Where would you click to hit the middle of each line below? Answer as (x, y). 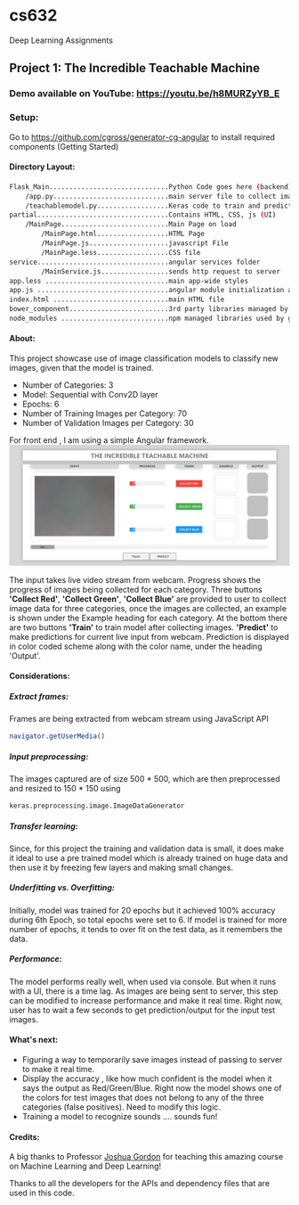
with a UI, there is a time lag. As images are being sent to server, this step (144, 991)
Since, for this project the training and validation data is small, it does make (147, 848)
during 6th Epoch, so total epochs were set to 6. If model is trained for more (148, 920)
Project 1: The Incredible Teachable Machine (135, 68)
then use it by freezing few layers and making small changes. (121, 867)
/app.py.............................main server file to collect (151, 196)
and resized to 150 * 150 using (65, 789)
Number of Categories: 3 (68, 385)
